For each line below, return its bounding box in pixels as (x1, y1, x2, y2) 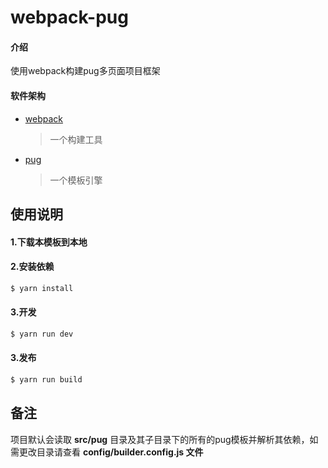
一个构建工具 (49, 133, 103, 145)
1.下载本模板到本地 (10, 236, 88, 248)
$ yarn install (10, 283, 74, 293)
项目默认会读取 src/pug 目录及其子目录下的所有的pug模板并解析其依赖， (10, 433, 310, 445)
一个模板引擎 (49, 174, 103, 186)
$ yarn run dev (10, 329, 74, 339)
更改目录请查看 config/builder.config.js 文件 (18, 446, 204, 458)
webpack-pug (10, 6, 129, 29)
